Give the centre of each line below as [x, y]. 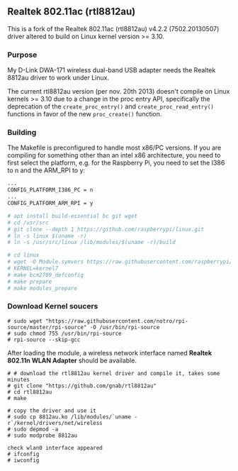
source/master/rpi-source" [47, 327]
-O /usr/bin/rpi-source [125, 327]
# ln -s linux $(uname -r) [47, 236]
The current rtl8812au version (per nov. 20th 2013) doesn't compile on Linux [119, 92]
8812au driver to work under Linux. [58, 78]
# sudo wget [25, 321]
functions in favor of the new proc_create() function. [85, 114]
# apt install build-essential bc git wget [73, 216]
